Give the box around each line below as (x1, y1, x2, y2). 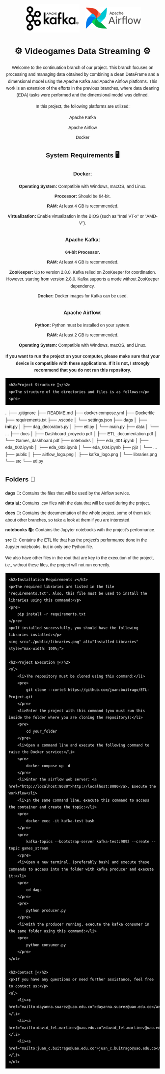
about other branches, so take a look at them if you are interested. (5, 517, 131, 522)
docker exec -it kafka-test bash (26, 818, 95, 823)
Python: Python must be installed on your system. (34, 322, 131, 328)
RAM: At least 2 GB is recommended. (47, 332, 119, 338)
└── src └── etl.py (5, 458, 44, 464)
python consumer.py (26, 943, 66, 947)
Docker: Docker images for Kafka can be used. (37, 293, 128, 298)
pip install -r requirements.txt (17, 612, 86, 617)
